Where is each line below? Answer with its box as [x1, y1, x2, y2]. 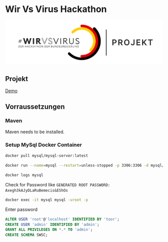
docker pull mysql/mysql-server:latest [5, 153, 88, 158]
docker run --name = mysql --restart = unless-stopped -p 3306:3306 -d [5, 163, 149, 168]
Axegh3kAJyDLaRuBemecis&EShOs [5, 188, 68, 193]
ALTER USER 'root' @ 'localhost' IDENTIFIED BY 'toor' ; [5, 216, 120, 221]
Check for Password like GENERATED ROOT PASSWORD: [5, 181, 110, 187]
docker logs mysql [5, 172, 43, 177]
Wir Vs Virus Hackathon [5, 4, 107, 15]
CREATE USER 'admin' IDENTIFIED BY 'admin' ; [5, 222, 99, 227]
